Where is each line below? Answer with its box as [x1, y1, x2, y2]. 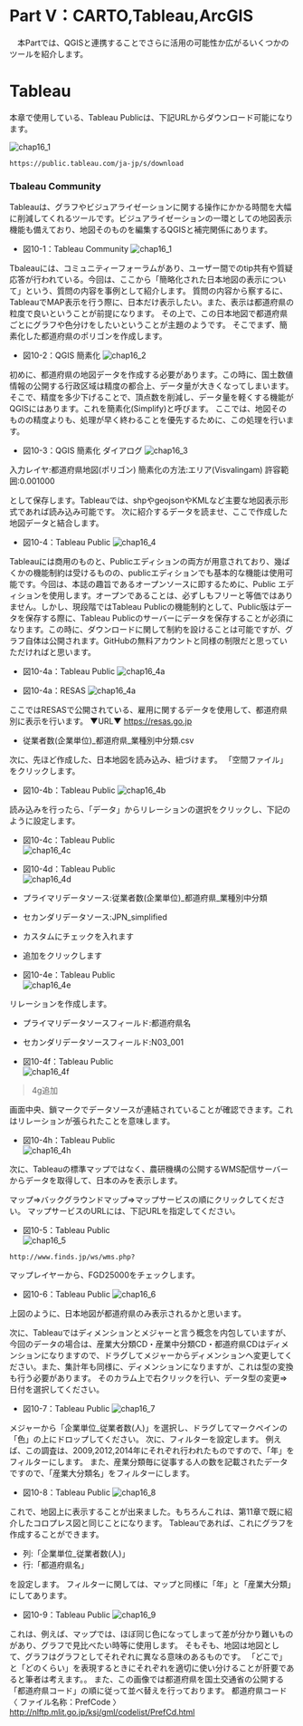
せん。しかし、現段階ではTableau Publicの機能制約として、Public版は [16, 602, 277, 612]
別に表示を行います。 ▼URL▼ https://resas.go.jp [9, 716, 193, 727]
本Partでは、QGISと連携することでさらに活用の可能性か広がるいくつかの [16, 37, 289, 48]
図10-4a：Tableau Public [22, 666, 116, 677]
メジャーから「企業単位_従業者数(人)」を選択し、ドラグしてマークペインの [9, 1422, 288, 1433]
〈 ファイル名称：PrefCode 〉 [9, 1697, 121, 1708]
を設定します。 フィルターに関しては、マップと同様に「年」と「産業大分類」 [9, 1579, 292, 1590]
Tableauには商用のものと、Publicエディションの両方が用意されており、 [9, 556, 274, 567]
